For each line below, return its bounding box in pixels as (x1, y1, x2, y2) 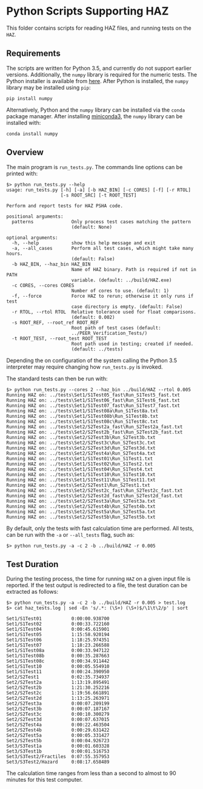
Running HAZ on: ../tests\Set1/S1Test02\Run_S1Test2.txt (6, 461, 153, 467)
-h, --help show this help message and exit (12, 240, 156, 246)
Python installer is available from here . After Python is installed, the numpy (6, 77, 189, 84)
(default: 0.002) (71, 314, 115, 320)
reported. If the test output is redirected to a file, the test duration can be (6, 582, 188, 589)
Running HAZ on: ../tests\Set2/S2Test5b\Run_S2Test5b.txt (6, 514, 156, 520)
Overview (6, 147, 44, 158)
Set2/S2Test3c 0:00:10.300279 (6, 711, 110, 717)
